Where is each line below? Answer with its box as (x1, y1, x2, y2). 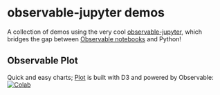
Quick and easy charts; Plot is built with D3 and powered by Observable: (7, 73, 214, 81)
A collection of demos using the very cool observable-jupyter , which (7, 28, 203, 36)
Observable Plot (7, 55, 78, 67)
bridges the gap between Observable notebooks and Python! (7, 34, 182, 43)
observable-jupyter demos (7, 5, 165, 21)
